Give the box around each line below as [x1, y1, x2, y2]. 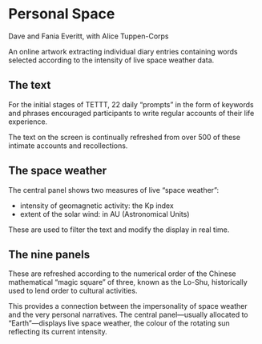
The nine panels [8, 247, 91, 261]
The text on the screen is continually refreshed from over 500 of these [8, 132, 240, 142]
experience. [8, 117, 48, 126]
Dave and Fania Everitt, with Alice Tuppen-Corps [8, 31, 169, 41]
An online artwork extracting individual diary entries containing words [8, 46, 238, 56]
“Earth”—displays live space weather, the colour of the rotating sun [8, 318, 230, 328]
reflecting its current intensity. [8, 327, 108, 337]
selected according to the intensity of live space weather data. [8, 55, 215, 65]
